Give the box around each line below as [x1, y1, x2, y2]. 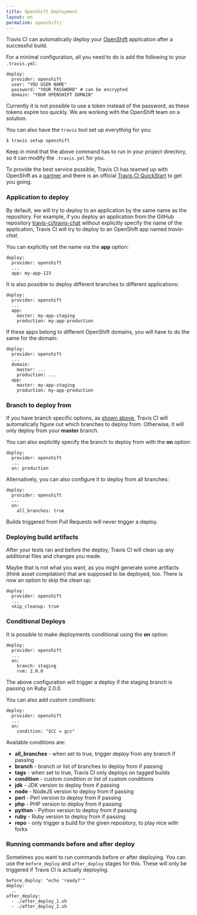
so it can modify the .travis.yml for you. [6, 154, 105, 161]
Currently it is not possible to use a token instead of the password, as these [6, 102, 190, 109]
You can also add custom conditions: [6, 696, 96, 703]
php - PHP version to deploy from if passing [14, 800, 122, 807]
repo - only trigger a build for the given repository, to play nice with [14, 819, 179, 826]
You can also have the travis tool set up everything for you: [6, 126, 152, 134]
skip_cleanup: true [11, 603, 60, 609]
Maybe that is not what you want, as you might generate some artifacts [6, 564, 179, 571]
